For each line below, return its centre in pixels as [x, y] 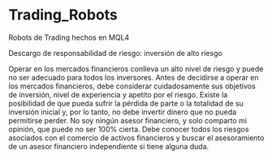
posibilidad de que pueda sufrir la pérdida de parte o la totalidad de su [126, 103]
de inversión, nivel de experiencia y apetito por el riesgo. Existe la [118, 94]
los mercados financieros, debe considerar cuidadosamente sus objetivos [132, 86]
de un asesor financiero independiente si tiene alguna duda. [109, 146]
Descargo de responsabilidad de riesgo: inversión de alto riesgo [116, 53]
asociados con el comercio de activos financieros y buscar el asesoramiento [136, 138]
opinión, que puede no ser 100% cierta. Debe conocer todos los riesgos [129, 129]
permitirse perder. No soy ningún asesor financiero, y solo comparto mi [128, 120]
